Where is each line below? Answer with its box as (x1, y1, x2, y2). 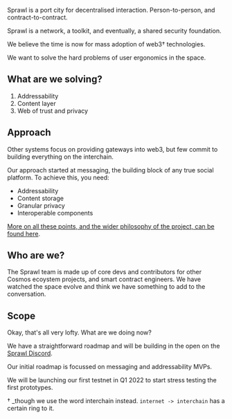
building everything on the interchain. (7, 152, 114, 161)
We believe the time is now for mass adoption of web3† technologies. (7, 40, 206, 48)
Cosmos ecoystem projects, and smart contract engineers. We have (7, 275, 202, 283)
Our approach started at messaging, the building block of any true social (7, 166, 214, 174)
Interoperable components (17, 208, 93, 217)
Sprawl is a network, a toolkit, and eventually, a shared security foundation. (7, 27, 222, 35)
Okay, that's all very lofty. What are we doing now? (7, 328, 152, 337)
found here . (7, 229, 40, 238)
